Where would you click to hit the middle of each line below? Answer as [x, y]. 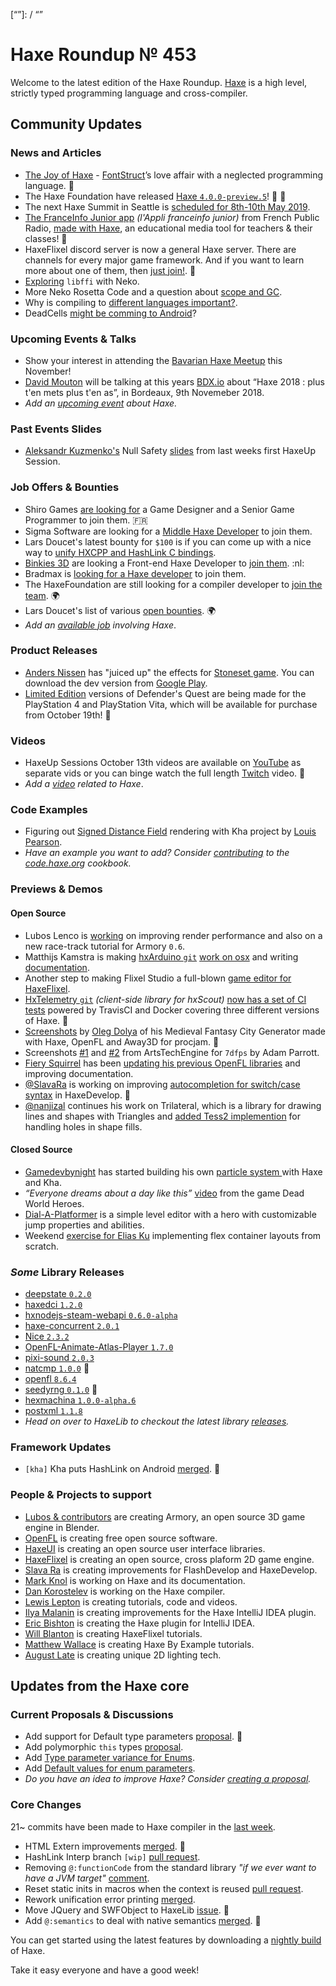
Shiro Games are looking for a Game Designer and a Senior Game [159, 509]
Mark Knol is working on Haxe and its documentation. [135, 1580]
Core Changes [46, 1805]
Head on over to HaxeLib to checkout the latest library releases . [157, 1421]
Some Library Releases [67, 1272]
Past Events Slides [56, 429]
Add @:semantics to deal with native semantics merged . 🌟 [143, 1920]
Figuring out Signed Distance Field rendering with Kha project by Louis [170, 831]
